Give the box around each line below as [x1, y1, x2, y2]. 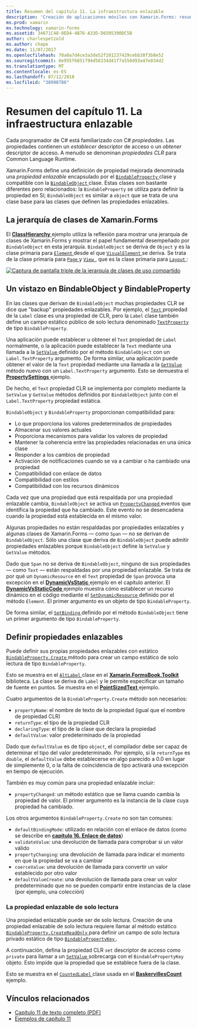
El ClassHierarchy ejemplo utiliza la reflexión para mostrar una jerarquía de [6, 230, 188, 238]
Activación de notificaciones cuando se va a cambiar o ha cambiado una [14, 457, 191, 464]
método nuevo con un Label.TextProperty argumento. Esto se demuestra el [6, 367, 189, 374]
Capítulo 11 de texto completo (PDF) [14, 1009, 101, 1016]
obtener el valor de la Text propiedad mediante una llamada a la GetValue [6, 360, 182, 368]
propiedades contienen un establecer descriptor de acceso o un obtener [6, 143, 182, 150]
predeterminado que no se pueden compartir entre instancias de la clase [14, 882, 191, 889]
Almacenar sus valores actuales [14, 426, 92, 433]
